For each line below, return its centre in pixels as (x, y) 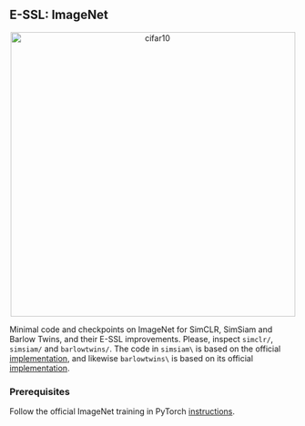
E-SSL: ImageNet (59, 15)
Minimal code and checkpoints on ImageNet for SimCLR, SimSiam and (141, 329)
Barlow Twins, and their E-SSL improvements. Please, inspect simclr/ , (142, 339)
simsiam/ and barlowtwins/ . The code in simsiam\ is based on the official (145, 349)
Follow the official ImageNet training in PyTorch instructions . (122, 411)
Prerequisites (40, 391)
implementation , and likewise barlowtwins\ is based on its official (131, 358)
